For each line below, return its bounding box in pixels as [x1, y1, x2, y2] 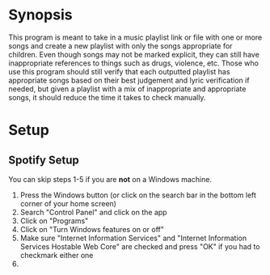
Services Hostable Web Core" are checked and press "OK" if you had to [19, 241, 260, 252]
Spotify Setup [8, 153, 79, 167]
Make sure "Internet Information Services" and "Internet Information [19, 233, 247, 243]
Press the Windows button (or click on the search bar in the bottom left [19, 190, 257, 200]
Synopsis [8, 6, 73, 24]
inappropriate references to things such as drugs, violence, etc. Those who [8, 58, 259, 68]
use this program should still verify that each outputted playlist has [8, 66, 230, 76]
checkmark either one [19, 250, 94, 260]
